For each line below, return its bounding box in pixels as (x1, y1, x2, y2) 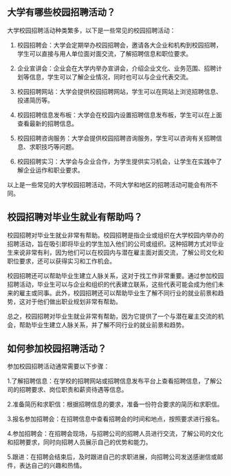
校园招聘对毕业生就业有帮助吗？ (7, 211, 143, 223)
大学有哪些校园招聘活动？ (7, 6, 115, 19)
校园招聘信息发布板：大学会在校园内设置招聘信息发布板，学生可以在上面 (16, 110, 222, 119)
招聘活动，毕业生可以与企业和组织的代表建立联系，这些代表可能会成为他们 (7, 280, 218, 288)
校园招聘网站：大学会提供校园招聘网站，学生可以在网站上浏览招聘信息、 (16, 87, 222, 95)
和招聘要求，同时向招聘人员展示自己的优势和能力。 (7, 438, 152, 446)
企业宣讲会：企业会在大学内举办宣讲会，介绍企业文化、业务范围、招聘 (16, 64, 217, 72)
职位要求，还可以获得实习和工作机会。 (7, 257, 115, 265)
